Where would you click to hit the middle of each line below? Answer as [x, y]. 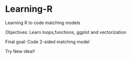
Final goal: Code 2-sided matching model [47, 42]
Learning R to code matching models [43, 23]
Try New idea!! [20, 51]
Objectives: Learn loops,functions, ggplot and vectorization [66, 32]
